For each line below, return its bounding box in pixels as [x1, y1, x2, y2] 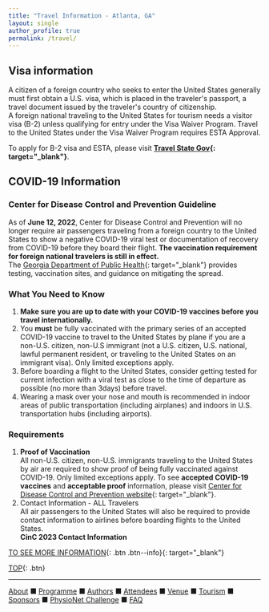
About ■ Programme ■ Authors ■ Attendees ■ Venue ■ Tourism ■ [8, 586, 235, 596]
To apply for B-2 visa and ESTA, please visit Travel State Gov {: [8, 144, 216, 153]
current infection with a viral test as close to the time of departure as [19, 375, 247, 385]
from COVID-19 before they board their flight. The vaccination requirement [8, 242, 258, 253]
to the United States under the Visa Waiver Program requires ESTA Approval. [8, 128, 261, 137]
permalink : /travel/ [8, 34, 78, 43]
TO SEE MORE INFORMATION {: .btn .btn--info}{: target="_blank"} [8, 548, 225, 557]
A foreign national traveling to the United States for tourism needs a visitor [8, 111, 253, 120]
